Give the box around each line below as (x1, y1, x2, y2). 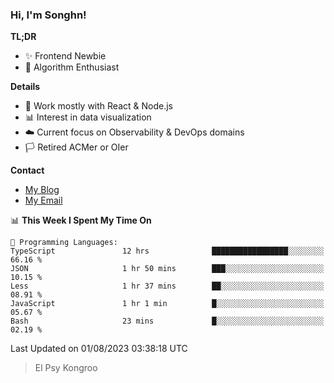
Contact (10, 164, 45, 177)
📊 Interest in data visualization (24, 111, 152, 123)
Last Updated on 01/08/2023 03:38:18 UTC (10, 343, 188, 355)
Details (10, 81, 41, 93)
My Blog (24, 184, 60, 196)
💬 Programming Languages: (10, 238, 118, 248)
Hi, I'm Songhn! (10, 8, 87, 22)
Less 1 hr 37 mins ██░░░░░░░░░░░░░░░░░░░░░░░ (10, 281, 325, 292)
